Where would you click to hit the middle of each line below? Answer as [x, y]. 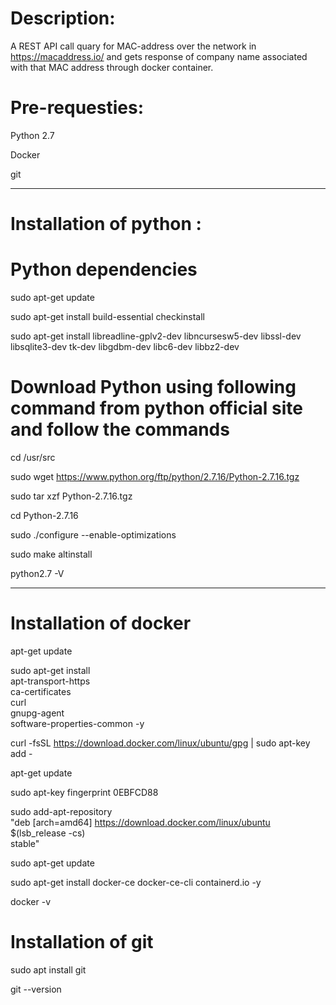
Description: [63, 18]
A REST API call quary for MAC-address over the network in [133, 46]
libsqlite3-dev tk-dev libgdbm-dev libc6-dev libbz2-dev [125, 346]
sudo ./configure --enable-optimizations [93, 534]
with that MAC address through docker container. [112, 67]
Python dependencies [104, 269]
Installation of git [82, 942]
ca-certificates [41, 691]
